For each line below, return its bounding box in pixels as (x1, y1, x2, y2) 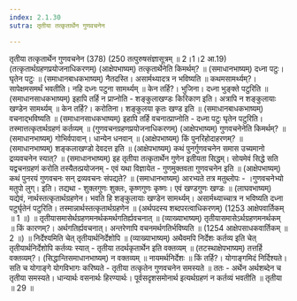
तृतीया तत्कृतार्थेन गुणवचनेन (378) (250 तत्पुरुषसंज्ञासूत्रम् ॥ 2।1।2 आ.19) (9, 53, 227, 64)
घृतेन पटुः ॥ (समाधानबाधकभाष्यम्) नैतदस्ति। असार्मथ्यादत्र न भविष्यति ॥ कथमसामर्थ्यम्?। (9, 73, 257, 84)
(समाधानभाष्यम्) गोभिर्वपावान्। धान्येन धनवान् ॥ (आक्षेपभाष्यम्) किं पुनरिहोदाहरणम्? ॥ (9, 133, 243, 143)
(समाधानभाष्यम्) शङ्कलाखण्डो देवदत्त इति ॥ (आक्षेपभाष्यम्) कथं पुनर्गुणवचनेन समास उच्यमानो (9, 143, 265, 153)
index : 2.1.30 (9, 12, 62, 22)
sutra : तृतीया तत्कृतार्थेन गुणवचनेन (9, 21, 106, 30)
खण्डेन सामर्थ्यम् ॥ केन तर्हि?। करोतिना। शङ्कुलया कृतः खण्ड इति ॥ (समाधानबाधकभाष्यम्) (9, 103, 263, 113)
